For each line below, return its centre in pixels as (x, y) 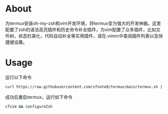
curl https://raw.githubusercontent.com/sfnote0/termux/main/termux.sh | (84, 87)
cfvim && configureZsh (29, 106)
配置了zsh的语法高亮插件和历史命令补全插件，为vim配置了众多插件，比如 (81, 29)
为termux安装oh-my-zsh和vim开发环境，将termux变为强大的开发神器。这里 (83, 23)
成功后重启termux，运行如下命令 (39, 97)
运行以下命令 (18, 77)
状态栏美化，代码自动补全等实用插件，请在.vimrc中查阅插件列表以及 (89, 36)
